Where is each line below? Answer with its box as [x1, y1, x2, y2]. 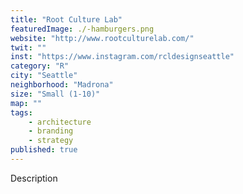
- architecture [28, 117, 92, 127]
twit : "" [10, 42, 47, 53]
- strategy [28, 136, 74, 146]
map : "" [10, 98, 43, 108]
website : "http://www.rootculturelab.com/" [10, 33, 195, 43]
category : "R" [10, 61, 70, 71]
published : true [10, 145, 78, 155]
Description [10, 172, 58, 184]
